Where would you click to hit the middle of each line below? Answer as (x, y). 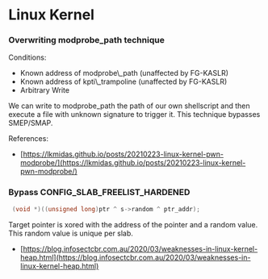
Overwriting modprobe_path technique (87, 40)
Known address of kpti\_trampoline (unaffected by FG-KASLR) (124, 81)
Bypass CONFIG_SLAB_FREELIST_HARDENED (99, 193)
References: (28, 139)
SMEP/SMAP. (31, 123)
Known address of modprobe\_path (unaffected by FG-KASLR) (124, 73)
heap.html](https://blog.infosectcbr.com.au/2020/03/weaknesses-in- (135, 257)
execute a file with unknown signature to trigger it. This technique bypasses (134, 115)
